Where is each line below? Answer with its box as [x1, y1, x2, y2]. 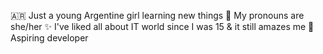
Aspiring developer [10, 32, 89, 44]
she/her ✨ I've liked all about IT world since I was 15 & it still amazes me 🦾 [10, 21, 315, 32]
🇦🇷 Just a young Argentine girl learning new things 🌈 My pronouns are [10, 10, 305, 21]
